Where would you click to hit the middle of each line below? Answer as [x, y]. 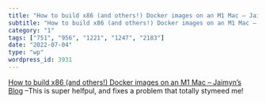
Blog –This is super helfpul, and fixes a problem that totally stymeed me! [126, 90]
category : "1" [32, 30]
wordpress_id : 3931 [40, 60]
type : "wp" [26, 52]
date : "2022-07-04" [40, 45]
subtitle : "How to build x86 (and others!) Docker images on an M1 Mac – [133, 23]
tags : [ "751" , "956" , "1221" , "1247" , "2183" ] [86, 38]
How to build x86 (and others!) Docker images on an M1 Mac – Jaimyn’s [125, 82]
